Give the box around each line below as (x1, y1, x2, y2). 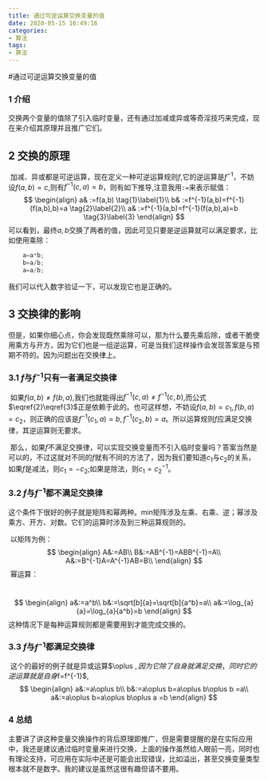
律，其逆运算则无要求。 (8, 425, 85, 435)
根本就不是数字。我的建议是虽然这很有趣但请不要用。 (8, 763, 183, 773)
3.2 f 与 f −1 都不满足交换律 (8, 486, 104, 499)
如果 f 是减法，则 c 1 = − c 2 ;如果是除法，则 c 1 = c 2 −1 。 (8, 462, 175, 475)
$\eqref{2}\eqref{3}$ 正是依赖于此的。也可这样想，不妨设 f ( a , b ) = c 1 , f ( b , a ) (8, 402, 255, 414)
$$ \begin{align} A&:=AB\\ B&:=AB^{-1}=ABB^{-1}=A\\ (46, 547, 222, 557)
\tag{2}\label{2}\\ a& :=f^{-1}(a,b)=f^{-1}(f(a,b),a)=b (69, 204, 238, 213)
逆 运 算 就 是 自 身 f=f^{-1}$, (8, 672, 89, 681)
